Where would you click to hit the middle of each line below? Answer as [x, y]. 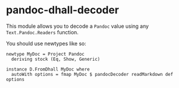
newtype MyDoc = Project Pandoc [45, 54]
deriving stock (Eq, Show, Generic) [56, 59]
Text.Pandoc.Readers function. [42, 32]
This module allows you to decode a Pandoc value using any [78, 26]
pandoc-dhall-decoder [63, 10]
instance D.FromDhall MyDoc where [48, 69]
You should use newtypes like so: [46, 43]
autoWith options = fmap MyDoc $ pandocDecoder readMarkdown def [92, 74]
